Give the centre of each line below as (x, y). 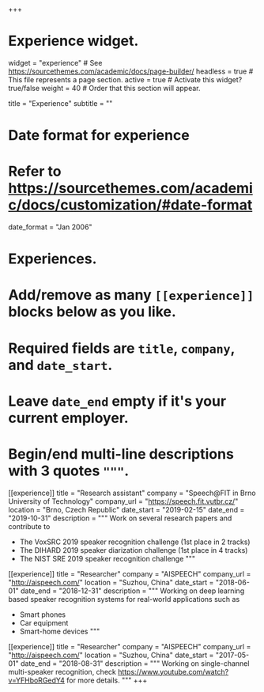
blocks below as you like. (92, 312)
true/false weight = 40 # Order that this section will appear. (104, 88)
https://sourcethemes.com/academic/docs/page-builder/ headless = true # (131, 71)
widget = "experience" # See (55, 62)
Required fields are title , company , (122, 348)
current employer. (68, 418)
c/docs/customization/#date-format (130, 205)
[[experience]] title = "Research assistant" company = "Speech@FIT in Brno (132, 493)
